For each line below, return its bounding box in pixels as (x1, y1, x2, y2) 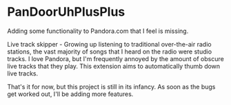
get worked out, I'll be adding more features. (7, 90, 134, 98)
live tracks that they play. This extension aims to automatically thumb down (7, 62, 221, 70)
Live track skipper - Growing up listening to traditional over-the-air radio (7, 40, 212, 48)
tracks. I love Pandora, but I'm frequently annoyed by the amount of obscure (7, 54, 224, 62)
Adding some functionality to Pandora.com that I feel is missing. (7, 27, 189, 35)
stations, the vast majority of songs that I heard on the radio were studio (7, 47, 212, 56)
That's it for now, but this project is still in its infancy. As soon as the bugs (7, 82, 216, 91)
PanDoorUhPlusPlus (7, 4, 125, 20)
